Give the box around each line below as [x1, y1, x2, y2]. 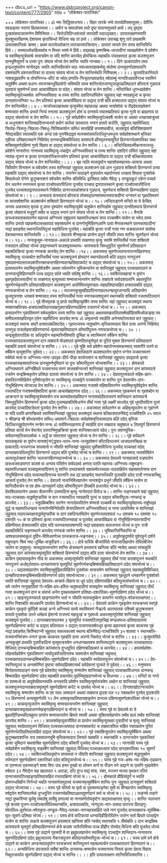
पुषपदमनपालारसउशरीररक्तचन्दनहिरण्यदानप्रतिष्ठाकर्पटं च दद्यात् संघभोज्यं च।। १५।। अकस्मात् [5, 260, 154, 265]
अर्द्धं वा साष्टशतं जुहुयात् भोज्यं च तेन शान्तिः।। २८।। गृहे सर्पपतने [42, 433, 145, 438]
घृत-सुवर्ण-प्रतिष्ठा [5, 813, 32, 818]
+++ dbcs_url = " [5, 4, 40, 10]
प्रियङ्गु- [134, 801, 148, 807]
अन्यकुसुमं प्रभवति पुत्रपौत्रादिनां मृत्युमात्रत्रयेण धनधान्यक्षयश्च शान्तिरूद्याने [5, 640, 115, 645]
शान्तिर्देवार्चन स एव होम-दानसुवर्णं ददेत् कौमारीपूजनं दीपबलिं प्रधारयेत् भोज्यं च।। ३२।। [5, 483, 140, 489]
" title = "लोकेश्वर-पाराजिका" [51, 9, 101, 15]
